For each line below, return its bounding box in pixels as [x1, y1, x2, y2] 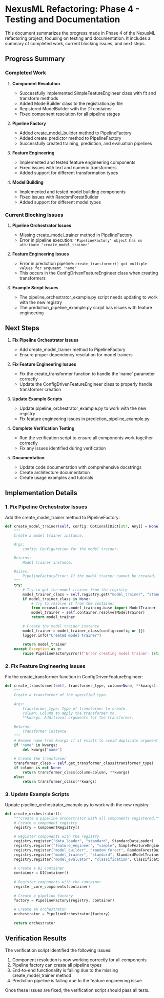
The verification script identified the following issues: [5, 947, 112, 953]
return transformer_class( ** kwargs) [22, 779, 97, 784]
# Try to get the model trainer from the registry [22, 587, 128, 592]
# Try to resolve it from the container [31, 601, 115, 606]
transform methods [19, 95, 59, 101]
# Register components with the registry [14, 834, 99, 839]
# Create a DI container [14, 866, 64, 871]
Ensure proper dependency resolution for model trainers [19, 351, 133, 357]
